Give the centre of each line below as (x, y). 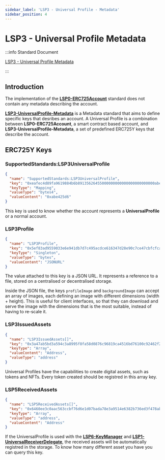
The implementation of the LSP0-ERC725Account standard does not (75, 99)
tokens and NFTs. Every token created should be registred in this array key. (81, 377)
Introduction (25, 87)
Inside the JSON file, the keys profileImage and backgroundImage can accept (82, 291)
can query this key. (24, 452)
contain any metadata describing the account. (52, 104)
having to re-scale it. (26, 312)
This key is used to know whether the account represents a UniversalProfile (82, 211)
